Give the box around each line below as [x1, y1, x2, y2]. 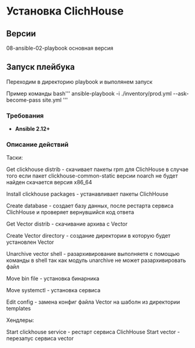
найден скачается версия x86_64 [6, 179, 92, 186]
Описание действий [6, 141, 69, 149]
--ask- [173, 90, 189, 97]
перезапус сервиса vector [6, 335, 74, 342]
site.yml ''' [42, 96, 68, 104]
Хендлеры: [6, 316, 34, 324]
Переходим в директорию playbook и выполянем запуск [6, 78, 153, 85]
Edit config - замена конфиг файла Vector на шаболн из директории [6, 298, 181, 306]
